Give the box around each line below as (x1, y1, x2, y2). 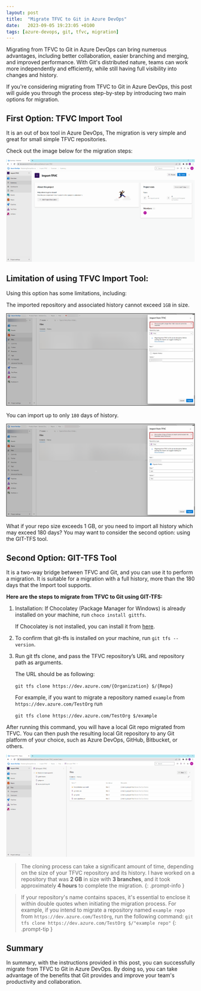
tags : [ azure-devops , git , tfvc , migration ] (6, 29, 119, 35)
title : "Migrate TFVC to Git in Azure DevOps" (6, 16, 127, 22)
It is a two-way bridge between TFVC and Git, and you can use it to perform (6, 569, 193, 576)
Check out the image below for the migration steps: (6, 147, 133, 154)
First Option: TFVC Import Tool (6, 113, 123, 123)
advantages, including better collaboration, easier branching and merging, (6, 52, 189, 59)
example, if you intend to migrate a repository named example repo (20, 906, 185, 913)
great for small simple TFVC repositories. (6, 136, 107, 143)
